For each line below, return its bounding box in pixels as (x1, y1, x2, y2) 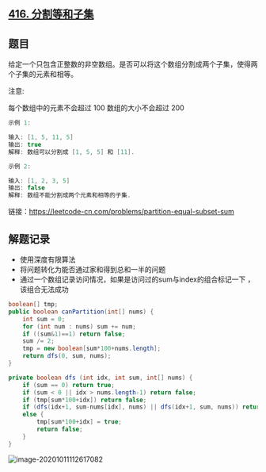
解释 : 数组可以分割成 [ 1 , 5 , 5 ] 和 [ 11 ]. (8, 148, 135, 156)
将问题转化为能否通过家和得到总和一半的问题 (19, 265, 166, 274)
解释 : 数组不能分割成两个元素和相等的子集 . (8, 191, 131, 200)
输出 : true (8, 140, 42, 148)
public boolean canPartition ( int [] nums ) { (8, 308, 154, 316)
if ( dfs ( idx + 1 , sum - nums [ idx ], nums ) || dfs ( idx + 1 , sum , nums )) (22, 403, 239, 411)
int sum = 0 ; (22, 315, 66, 323)
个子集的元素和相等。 (8, 70, 78, 79)
